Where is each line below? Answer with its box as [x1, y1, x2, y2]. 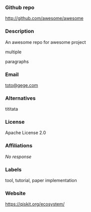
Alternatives [5, 94, 36, 101]
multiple [5, 49, 22, 55]
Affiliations [5, 142, 33, 149]
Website [5, 190, 26, 197]
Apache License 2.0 [5, 130, 46, 136]
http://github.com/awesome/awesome [5, 15, 84, 21]
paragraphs [5, 58, 29, 64]
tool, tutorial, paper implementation [5, 178, 77, 184]
